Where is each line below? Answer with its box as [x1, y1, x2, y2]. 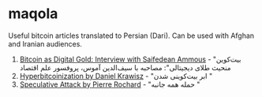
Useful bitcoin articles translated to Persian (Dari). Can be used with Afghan [8, 31, 255, 40]
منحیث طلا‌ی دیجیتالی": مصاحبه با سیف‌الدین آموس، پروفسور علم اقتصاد [19, 62, 231, 72]
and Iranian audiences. [8, 39, 83, 48]
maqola [8, 5, 58, 23]
